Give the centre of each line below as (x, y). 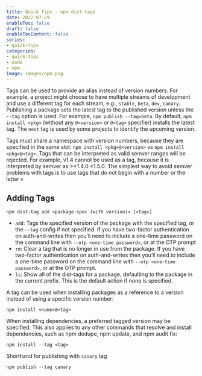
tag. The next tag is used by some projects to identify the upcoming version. (101, 129)
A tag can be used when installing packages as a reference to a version (95, 292)
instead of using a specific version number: (60, 299)
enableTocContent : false (37, 34)
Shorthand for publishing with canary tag (57, 356)
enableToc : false (28, 23)
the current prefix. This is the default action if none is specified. (94, 281)
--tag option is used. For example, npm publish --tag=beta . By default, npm (99, 116)
